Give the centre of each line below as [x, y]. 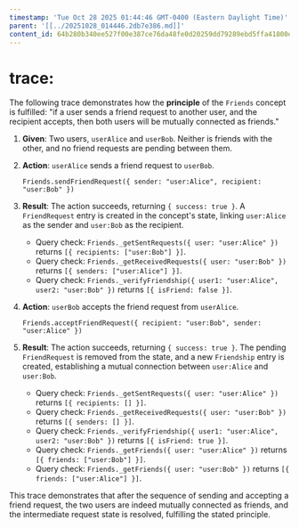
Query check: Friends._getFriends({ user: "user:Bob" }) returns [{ [162, 469]
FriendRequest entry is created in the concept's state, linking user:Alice [154, 215]
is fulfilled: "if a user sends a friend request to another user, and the [133, 112]
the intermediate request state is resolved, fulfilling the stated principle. [140, 515]
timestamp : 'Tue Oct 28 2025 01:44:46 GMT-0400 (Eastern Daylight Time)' [149, 17]
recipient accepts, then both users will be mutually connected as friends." [144, 122]
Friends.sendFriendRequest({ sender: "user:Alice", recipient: [142, 182]
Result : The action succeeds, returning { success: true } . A [133, 207]
